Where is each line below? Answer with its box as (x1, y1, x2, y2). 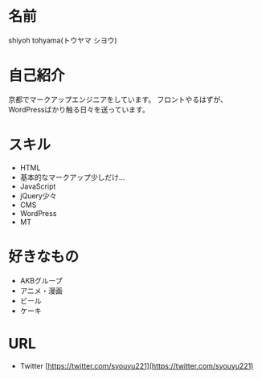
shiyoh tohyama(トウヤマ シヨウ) (8, 35, 118, 45)
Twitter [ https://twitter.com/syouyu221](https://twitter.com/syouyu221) (19, 361, 254, 370)
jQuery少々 (19, 190, 57, 201)
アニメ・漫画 (19, 286, 63, 295)
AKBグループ (19, 275, 63, 285)
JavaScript (19, 181, 56, 191)
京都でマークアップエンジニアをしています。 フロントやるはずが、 (8, 94, 227, 104)
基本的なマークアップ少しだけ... (19, 172, 125, 181)
